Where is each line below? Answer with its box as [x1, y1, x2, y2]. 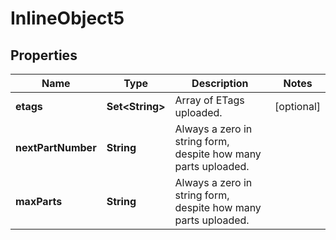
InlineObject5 [10, 7, 125, 30]
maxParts [15, 195, 63, 208]
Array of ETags [174, 93, 245, 107]
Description [191, 77, 249, 90]
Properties [10, 47, 78, 64]
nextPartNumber [15, 141, 97, 154]
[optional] [274, 100, 321, 113]
